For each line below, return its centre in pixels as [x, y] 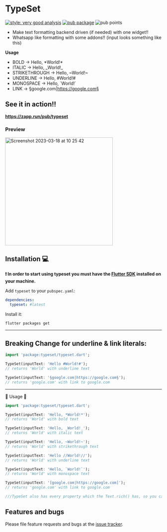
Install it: [14, 314]
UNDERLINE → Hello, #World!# [44, 78]
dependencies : [20, 300]
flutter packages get [28, 323]
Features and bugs [35, 512]
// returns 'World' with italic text [44, 433]
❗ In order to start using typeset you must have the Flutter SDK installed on [83, 274]
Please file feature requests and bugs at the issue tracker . [64, 524]
